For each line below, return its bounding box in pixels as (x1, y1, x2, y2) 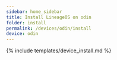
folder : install (6, 20, 46, 26)
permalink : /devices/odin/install (6, 25, 92, 31)
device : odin (6, 31, 39, 37)
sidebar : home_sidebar (6, 8, 62, 15)
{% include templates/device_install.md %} (6, 47, 112, 54)
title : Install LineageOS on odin (6, 14, 92, 20)
